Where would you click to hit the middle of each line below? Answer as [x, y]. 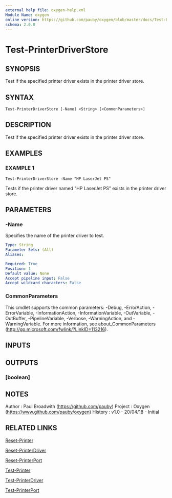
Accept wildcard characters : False [43, 283]
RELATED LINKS [31, 428]
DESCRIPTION [28, 125]
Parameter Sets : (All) [29, 250]
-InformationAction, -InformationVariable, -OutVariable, [94, 313]
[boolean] [18, 377]
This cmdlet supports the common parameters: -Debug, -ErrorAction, [79, 307]
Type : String [19, 245]
